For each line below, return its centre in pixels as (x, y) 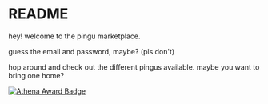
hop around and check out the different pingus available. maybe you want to (134, 67)
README (38, 14)
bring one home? (36, 75)
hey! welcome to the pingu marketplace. (75, 36)
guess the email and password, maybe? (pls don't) (92, 51)
